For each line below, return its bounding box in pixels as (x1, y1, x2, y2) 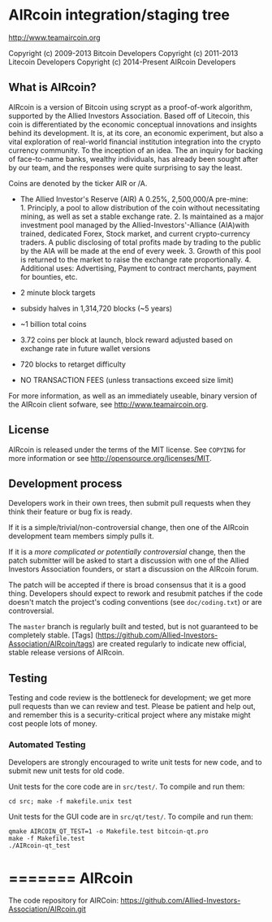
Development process (8, 476, 123, 490)
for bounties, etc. (19, 272, 78, 281)
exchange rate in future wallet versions (19, 343, 151, 353)
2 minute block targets (19, 287, 96, 298)
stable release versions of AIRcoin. (8, 648, 124, 658)
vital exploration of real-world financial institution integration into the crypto (8, 137, 261, 146)
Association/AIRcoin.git (8, 904, 87, 914)
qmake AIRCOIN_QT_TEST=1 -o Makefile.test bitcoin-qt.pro (8, 828, 209, 836)
